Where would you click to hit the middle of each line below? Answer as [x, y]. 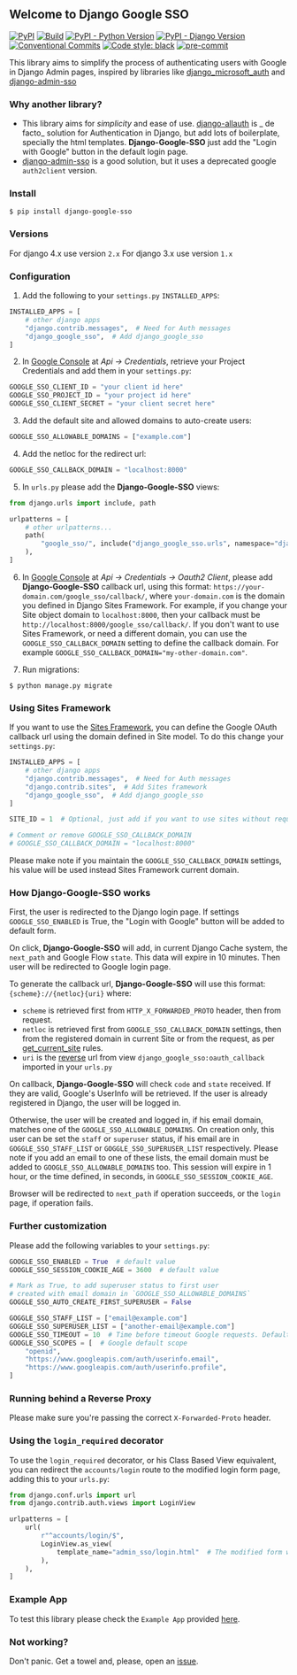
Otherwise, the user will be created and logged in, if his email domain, [136, 1120]
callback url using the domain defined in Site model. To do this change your [147, 737]
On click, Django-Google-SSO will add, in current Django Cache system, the [148, 948]
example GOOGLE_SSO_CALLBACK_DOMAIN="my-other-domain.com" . [135, 652]
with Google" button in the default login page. [105, 152]
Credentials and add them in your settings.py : [107, 371]
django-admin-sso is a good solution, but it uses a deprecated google [149, 161]
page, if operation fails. [51, 1203]
